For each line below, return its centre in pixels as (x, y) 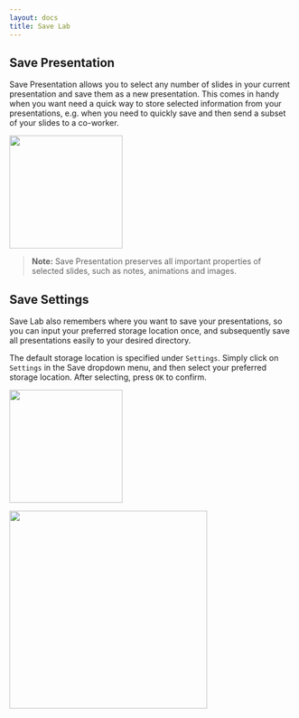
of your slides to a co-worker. (64, 123)
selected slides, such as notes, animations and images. (134, 271)
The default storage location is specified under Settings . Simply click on (144, 358)
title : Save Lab (40, 26)
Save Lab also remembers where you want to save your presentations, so (146, 321)
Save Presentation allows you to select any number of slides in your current (150, 85)
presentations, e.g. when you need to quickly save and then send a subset (148, 113)
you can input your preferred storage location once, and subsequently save (150, 331)
